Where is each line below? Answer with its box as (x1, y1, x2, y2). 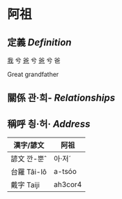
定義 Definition (7, 36, 72, 48)
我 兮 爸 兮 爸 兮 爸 (7, 57, 61, 64)
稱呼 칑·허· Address (7, 118, 91, 130)
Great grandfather (7, 71, 59, 78)
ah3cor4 (53, 179, 82, 189)
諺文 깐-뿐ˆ (10, 154, 47, 164)
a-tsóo (53, 167, 77, 177)
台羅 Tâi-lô (10, 167, 47, 177)
